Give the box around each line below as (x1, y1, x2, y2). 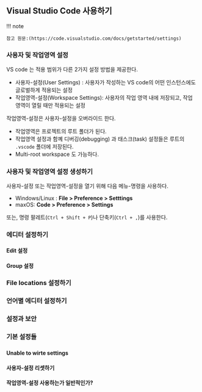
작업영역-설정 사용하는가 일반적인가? (6, 379, 93, 386)
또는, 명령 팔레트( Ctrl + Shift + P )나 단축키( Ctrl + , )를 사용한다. (6, 213, 168, 221)
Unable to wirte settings (6, 349, 69, 357)
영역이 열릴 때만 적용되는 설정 (15, 102, 85, 109)
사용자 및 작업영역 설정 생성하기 (6, 168, 93, 176)
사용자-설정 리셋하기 (6, 364, 55, 371)
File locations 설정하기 (6, 279, 71, 287)
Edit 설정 (6, 246, 28, 254)
